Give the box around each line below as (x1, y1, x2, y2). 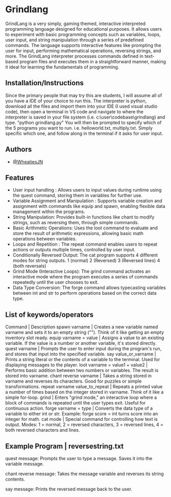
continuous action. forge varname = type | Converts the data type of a (5, 405, 153, 412)
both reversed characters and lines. (5, 427, 80, 433)
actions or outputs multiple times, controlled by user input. (12, 247, 136, 253)
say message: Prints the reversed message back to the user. (5, 486, 133, 492)
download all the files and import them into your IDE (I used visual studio (5, 103, 158, 109)
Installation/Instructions (5, 79, 84, 87)
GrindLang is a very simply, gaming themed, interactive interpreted (5, 20, 146, 27)
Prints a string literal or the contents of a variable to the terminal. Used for (5, 357, 160, 363)
